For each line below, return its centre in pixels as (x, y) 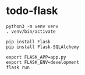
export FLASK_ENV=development (43, 62)
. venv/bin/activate (31, 31)
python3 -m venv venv (32, 26)
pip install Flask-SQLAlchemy (43, 47)
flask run (18, 67)
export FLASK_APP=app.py (36, 57)
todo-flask (32, 11)
